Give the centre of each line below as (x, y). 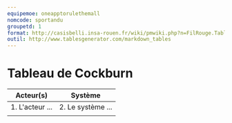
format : (18, 33)
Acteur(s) (32, 95)
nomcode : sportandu (35, 20)
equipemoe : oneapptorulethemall (54, 13)
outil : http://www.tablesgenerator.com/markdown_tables (89, 39)
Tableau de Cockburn (70, 74)
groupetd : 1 (24, 26)
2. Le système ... (86, 107)
